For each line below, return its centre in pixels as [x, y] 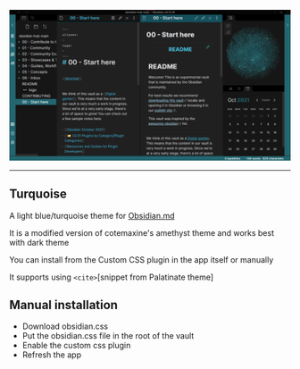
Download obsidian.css [65, 326]
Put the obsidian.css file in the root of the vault [108, 336]
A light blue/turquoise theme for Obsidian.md [92, 215]
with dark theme [39, 242]
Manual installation [64, 305]
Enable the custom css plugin [76, 346]
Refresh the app [52, 355]
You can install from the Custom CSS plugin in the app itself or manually [142, 259]
